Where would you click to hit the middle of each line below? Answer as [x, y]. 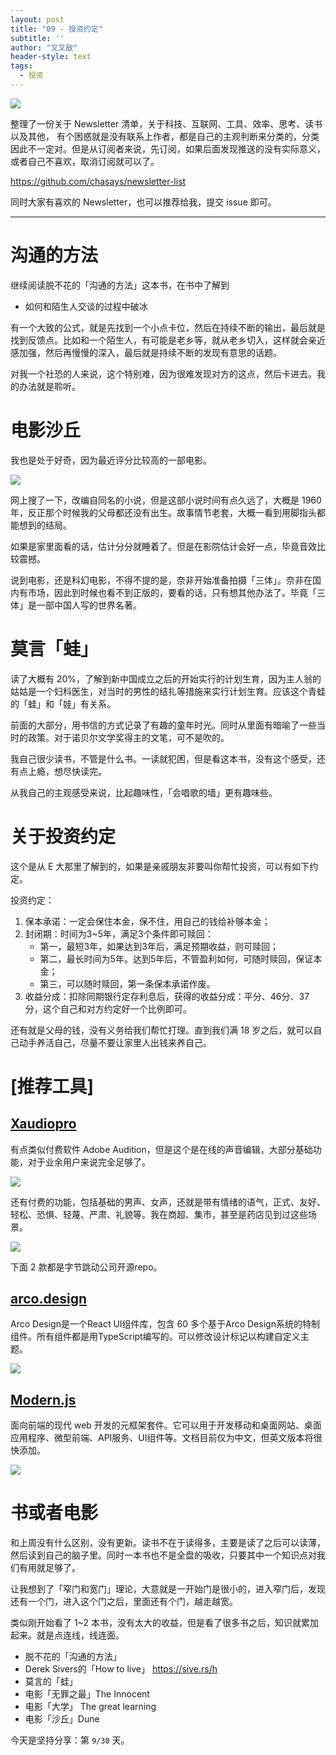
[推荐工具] [52, 1086]
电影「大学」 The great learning [90, 1707]
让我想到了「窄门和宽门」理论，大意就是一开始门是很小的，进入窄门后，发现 [168, 1589]
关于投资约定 [63, 836]
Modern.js [43, 1399]
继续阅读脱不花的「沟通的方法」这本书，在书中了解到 [120, 285]
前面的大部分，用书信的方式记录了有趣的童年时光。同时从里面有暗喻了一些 [163, 725]
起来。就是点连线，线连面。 [67, 1635]
